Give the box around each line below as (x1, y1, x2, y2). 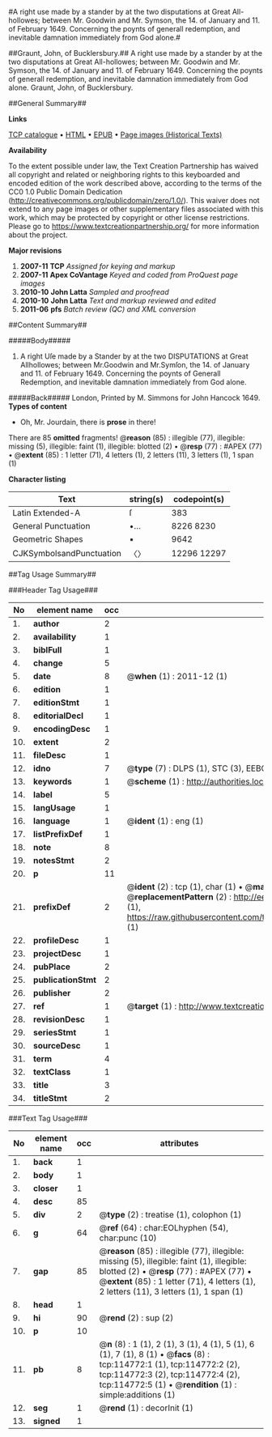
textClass (33, 1066, 71, 1078)
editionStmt (33, 697, 79, 708)
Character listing (8, 474, 66, 484)
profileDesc (33, 935, 79, 946)
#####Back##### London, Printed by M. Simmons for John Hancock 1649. (8, 393, 261, 402)
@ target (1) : (126, 1001, 177, 1011)
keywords (33, 776, 73, 787)
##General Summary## (8, 99, 87, 108)
